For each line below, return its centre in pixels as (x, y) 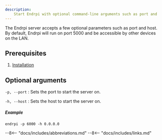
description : (18, 9)
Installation (23, 65)
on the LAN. (17, 38)
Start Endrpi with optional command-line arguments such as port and (86, 14)
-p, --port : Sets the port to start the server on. (53, 92)
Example (14, 112)
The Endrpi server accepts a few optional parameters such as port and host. (81, 28)
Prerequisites (26, 53)
